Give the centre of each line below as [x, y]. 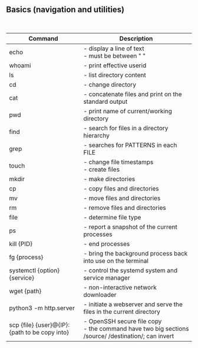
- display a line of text [114, 48]
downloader [100, 294]
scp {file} [22, 325]
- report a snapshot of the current [131, 226]
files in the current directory [122, 311]
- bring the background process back [136, 253]
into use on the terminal [116, 261]
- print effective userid [115, 65]
